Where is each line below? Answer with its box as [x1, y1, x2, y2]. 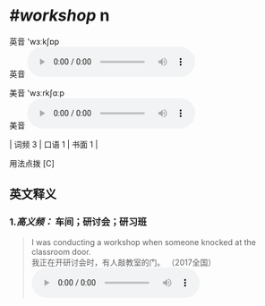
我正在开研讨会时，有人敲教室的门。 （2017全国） [30, 257, 217, 268]
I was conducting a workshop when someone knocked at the [30, 236, 257, 247]
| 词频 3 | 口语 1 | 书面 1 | [9, 139, 98, 149]
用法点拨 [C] [9, 157, 56, 168]
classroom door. [30, 246, 91, 257]
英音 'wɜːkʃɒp [9, 36, 60, 47]
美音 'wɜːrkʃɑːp [9, 87, 65, 98]
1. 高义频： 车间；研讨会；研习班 [9, 216, 148, 228]
